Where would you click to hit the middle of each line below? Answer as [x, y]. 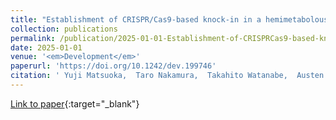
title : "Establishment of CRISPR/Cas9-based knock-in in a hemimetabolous [169, 19]
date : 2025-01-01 [46, 47]
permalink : [33, 38]
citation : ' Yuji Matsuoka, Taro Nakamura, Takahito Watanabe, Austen [167, 76]
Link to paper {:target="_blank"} [75, 103]
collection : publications [64, 29]
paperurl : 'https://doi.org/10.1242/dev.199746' [113, 66]
